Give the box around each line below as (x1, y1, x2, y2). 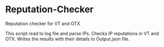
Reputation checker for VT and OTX (5, 20, 80, 27)
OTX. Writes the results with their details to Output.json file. (5, 36, 130, 42)
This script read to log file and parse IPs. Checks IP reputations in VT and (5, 30, 159, 36)
